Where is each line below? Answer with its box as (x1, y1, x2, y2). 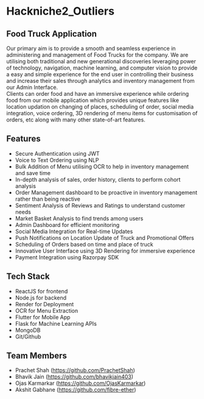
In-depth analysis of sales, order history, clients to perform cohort (15, 176, 181, 183)
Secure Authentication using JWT (15, 149, 100, 157)
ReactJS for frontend (15, 287, 68, 295)
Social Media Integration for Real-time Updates (15, 228, 133, 235)
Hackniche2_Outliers (6, 4, 114, 18)
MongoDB (15, 326, 41, 334)
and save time (15, 169, 51, 176)
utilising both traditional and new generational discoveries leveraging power (6, 58, 197, 65)
